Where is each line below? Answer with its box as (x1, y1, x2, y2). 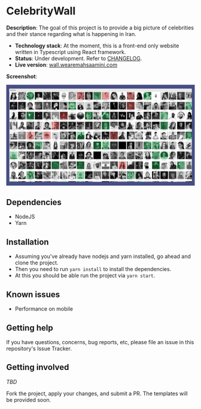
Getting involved (6, 362, 69, 372)
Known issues (6, 289, 60, 299)
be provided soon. (6, 396, 51, 403)
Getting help (6, 323, 53, 333)
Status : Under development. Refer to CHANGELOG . (14, 55, 142, 62)
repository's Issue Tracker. (6, 345, 72, 352)
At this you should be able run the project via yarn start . (14, 272, 156, 279)
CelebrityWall (6, 4, 76, 18)
